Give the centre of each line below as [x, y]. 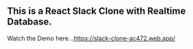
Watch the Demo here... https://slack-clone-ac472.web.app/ [91, 38]
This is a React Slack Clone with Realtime [96, 11]
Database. [30, 22]
